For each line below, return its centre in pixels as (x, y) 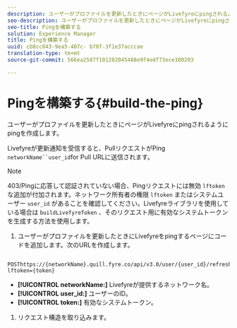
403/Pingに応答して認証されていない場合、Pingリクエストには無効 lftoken (116, 185)
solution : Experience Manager (52, 34)
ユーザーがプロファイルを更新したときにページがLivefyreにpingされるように (118, 124)
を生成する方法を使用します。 (50, 221)
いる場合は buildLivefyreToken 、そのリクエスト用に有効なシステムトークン (118, 212)
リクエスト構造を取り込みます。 (64, 317)
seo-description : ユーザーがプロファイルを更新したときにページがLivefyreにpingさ (119, 20)
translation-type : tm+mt (44, 54)
